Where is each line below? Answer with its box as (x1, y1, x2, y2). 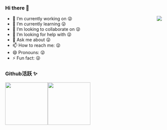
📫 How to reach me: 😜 (12, 42, 61, 49)
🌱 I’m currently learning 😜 (12, 21, 66, 27)
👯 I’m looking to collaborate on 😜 (12, 26, 81, 32)
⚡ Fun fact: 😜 (12, 55, 41, 61)
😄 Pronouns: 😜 (12, 50, 45, 56)
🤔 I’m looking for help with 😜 (12, 32, 72, 38)
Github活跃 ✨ (5, 70, 38, 77)
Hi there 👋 (5, 4, 30, 11)
